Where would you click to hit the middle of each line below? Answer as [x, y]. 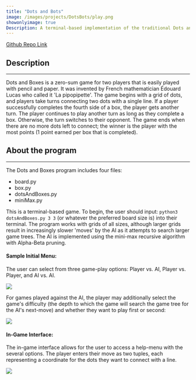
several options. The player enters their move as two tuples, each [85, 354]
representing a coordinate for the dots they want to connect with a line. [91, 360]
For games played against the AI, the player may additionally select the [91, 298]
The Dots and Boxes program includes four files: [64, 170]
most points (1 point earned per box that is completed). [72, 132]
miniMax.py [28, 200]
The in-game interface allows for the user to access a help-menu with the [94, 348]
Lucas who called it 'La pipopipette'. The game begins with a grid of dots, [94, 95]
